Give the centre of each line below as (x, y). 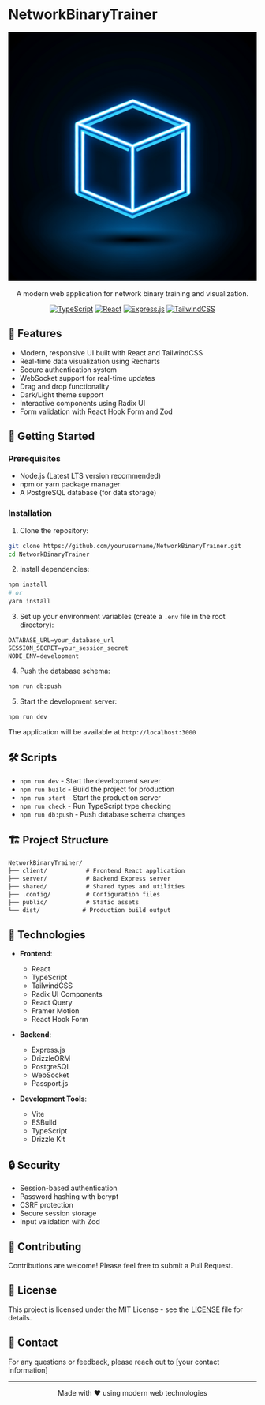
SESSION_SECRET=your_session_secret (68, 648)
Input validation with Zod (60, 1222)
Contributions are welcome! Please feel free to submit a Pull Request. (121, 1265)
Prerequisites (34, 459)
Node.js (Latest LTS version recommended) (90, 476)
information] (28, 1370)
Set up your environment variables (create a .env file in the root (122, 617)
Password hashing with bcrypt (69, 1197)
